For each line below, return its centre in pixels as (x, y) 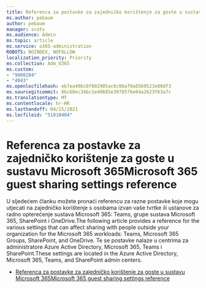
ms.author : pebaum (30, 18)
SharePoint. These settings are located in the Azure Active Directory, (92, 254)
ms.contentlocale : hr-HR (38, 103)
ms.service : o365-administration (49, 47)
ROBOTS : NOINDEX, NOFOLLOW (41, 52)
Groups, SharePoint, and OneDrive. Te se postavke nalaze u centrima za (97, 241)
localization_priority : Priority (49, 58)
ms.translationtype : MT (37, 98)
